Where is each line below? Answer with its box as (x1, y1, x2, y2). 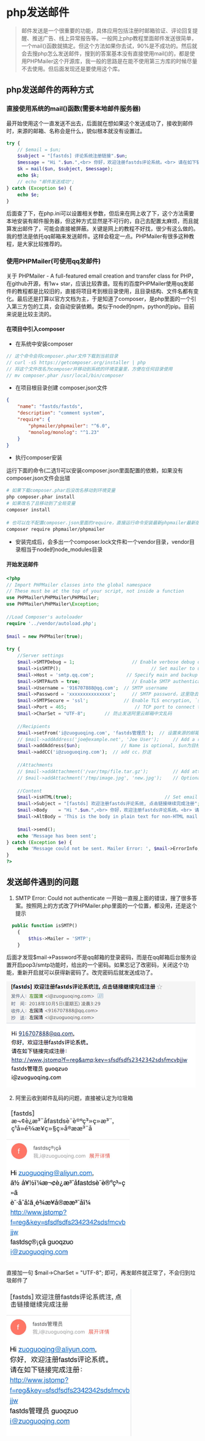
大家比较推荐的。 (22, 240, 65, 248)
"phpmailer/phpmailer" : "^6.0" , (28, 422, 111, 429)
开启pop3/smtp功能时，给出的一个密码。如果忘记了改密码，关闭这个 (11, 961, 184, 969)
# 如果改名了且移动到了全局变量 (6, 500, 76, 507)
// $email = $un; (17, 146, 62, 153)
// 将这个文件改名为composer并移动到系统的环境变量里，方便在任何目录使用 (6, 366, 173, 372)
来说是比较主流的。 (6, 310, 55, 317)
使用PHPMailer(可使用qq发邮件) (6, 257, 101, 265)
